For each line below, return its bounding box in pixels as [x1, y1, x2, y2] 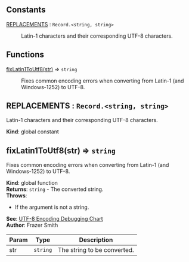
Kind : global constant [6, 128, 60, 135]
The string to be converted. [57, 246, 134, 254]
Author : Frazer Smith [6, 221, 58, 229]
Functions [6, 50, 45, 60]
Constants [6, 5, 46, 15]
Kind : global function [6, 179, 58, 187]
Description [79, 236, 113, 244]
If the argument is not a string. [14, 203, 89, 211]
